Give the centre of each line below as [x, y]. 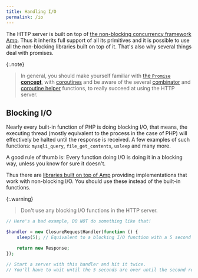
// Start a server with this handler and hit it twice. [76, 264]
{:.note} [15, 64]
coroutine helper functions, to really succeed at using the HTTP [98, 88]
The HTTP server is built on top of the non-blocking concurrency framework [99, 34]
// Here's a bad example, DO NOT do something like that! [79, 221]
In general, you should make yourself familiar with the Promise [95, 76]
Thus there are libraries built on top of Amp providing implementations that [97, 175]
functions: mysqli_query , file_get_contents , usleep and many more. [88, 146]
